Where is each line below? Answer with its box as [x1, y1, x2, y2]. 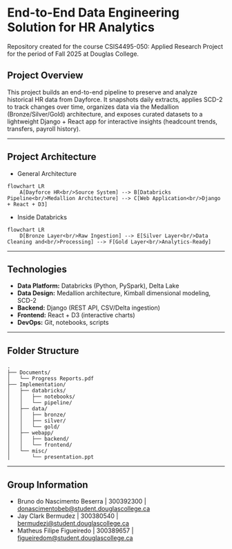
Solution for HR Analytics [7, 19, 155, 35]
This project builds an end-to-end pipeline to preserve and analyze [7, 88, 198, 96]
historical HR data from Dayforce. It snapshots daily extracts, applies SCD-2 [7, 95, 223, 103]
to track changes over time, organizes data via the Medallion [7, 102, 180, 111]
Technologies [7, 263, 68, 275]
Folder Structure [7, 345, 79, 357]
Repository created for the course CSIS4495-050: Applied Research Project [7, 42, 223, 50]
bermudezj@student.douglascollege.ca [17, 519, 130, 527]
